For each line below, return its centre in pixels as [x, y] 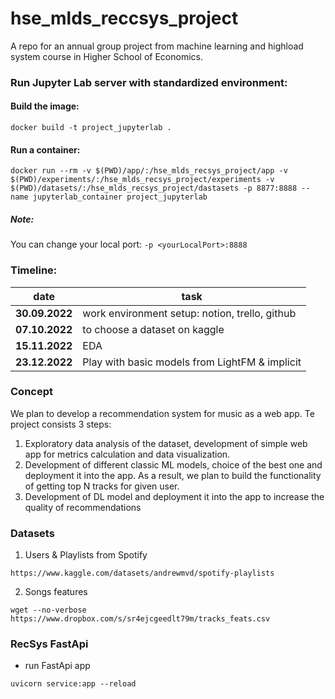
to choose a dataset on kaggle [153, 329]
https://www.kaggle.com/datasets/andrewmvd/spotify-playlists [142, 573]
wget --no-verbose [48, 610]
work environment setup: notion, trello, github [189, 313]
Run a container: [45, 149]
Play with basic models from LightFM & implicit [192, 362]
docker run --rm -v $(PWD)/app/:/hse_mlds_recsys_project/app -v [149, 171]
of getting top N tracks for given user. [102, 486]
